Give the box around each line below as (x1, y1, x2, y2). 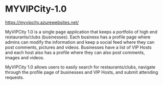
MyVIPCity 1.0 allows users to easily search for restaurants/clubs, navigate (5, 64, 156, 70)
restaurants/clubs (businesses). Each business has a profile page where (5, 34, 151, 40)
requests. (5, 74, 24, 80)
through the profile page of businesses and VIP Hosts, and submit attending (5, 69, 158, 75)
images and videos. (5, 54, 45, 60)
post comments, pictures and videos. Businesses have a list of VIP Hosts (5, 44, 152, 50)
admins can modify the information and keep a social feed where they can (5, 39, 155, 45)
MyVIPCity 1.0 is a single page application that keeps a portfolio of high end (5, 29, 158, 34)
